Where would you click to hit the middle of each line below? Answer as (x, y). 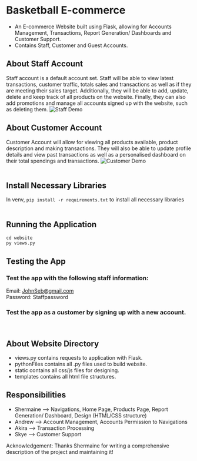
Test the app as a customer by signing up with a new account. (96, 312)
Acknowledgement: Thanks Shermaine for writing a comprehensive (88, 446)
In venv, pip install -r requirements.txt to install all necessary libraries (95, 200)
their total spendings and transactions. (53, 161)
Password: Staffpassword (37, 297)
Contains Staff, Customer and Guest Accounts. (71, 45)
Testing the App (36, 261)
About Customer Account (54, 128)
